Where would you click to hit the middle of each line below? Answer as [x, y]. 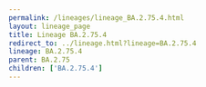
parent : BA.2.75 [39, 60]
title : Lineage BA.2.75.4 [57, 34]
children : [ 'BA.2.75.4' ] [56, 69]
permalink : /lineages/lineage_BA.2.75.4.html [96, 18]
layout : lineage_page [50, 26]
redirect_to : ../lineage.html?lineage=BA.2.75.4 [103, 43]
